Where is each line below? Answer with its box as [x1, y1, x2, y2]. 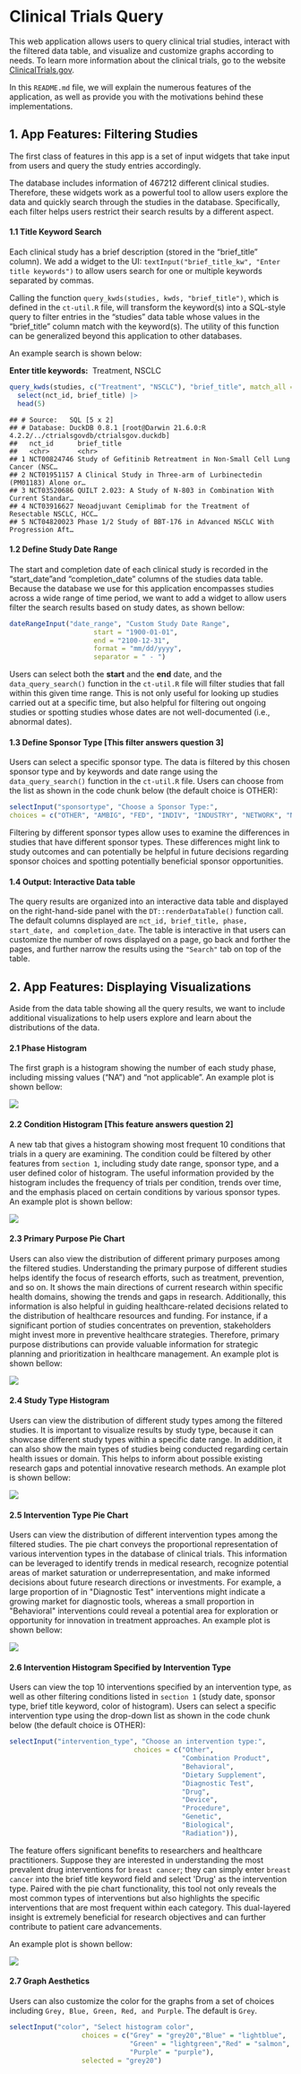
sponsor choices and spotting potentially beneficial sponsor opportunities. [9, 856, 284, 866]
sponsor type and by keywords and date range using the [9, 766, 219, 777]
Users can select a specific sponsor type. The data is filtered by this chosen [9, 757, 290, 768]
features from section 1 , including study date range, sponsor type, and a [9, 1157, 279, 1168]
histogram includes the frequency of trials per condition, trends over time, [9, 1176, 282, 1188]
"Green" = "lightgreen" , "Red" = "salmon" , [129, 2039, 291, 2048]
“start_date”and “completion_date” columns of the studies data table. [9, 573, 263, 584]
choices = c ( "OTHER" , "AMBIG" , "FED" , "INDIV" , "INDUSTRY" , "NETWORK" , [9, 811, 282, 821]
